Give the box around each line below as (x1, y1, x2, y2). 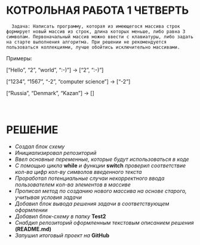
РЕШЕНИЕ (6, 123, 59, 137)
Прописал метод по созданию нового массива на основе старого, (14, 187, 187, 194)
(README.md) (14, 225, 52, 232)
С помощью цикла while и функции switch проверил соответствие (14, 162, 186, 169)
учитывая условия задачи (14, 194, 82, 201)
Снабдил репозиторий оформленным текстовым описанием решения (14, 219, 194, 226)
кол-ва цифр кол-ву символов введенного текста (14, 168, 142, 175)
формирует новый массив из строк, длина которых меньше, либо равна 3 (6, 28, 186, 35)
